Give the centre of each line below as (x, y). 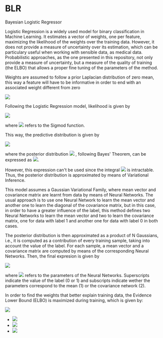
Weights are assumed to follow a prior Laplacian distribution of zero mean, (80, 77)
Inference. (15, 180)
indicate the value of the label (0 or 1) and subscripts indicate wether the (78, 280)
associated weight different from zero (43, 87)
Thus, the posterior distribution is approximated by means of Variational (77, 175)
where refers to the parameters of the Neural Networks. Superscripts (77, 275)
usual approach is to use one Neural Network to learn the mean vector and (80, 200)
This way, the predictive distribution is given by (52, 135)
